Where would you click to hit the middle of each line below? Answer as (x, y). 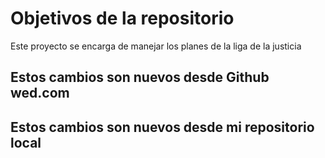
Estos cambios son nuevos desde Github (140, 77)
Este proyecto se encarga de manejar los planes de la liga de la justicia (156, 46)
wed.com (40, 93)
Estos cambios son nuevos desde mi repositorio (162, 127)
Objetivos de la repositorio (122, 18)
